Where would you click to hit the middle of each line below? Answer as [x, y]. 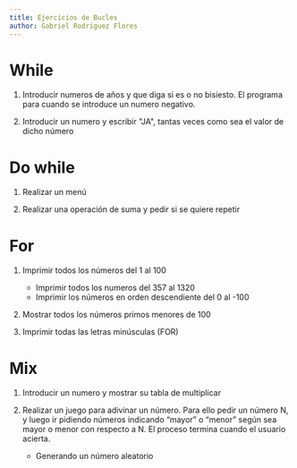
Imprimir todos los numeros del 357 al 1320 [115, 288]
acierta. [36, 438]
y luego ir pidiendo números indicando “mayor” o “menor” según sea [149, 420]
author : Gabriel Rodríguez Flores [74, 26]
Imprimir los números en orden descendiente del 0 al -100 [142, 297]
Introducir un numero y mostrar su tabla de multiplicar [122, 393]
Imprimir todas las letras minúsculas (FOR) [100, 332]
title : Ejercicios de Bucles [64, 17]
